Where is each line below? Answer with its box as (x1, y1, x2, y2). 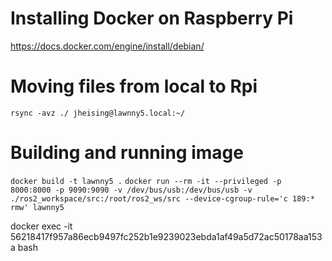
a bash (10, 241, 39, 253)
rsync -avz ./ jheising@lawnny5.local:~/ (10, 108, 186, 118)
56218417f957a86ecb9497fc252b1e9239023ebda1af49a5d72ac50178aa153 (10, 230, 323, 242)
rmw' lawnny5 (10, 202, 65, 212)
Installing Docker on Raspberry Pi (10, 7, 294, 30)
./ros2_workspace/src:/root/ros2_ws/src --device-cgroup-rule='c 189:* (10, 193, 315, 204)
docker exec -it (10, 220, 73, 232)
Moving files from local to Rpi (10, 75, 258, 98)
